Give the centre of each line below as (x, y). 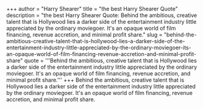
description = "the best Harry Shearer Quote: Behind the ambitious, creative (101, 15)
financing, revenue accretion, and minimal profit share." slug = (84, 35)
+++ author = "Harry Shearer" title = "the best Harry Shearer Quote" (92, 9)
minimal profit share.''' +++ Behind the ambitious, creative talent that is (95, 80)
